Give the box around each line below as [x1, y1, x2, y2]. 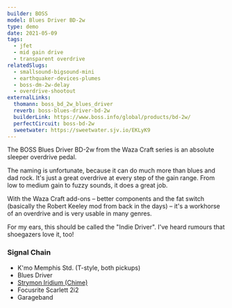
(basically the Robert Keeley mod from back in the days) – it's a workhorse [7, 202, 221, 211]
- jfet [13, 42, 33, 49]
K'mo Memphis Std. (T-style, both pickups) [17, 264, 141, 272]
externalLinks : [7, 95, 51, 102]
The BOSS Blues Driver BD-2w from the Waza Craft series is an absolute [7, 145, 215, 154]
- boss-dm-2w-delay [13, 81, 70, 88]
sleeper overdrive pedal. [7, 153, 77, 161]
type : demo [7, 23, 39, 30]
